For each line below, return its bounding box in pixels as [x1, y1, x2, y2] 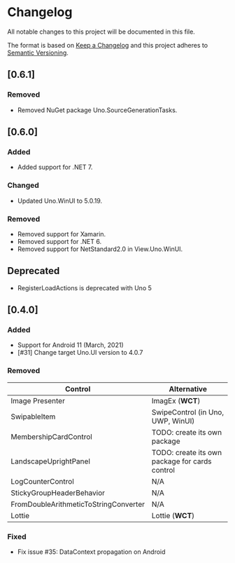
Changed [7, 180, 40, 190]
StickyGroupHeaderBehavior [10, 488, 106, 498]
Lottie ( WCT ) [151, 510, 195, 520]
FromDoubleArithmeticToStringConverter [10, 499, 145, 509]
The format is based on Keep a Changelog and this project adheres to [7, 41, 208, 49]
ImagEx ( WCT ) [151, 395, 201, 405]
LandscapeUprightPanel [10, 456, 91, 466]
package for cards [151, 456, 212, 466]
